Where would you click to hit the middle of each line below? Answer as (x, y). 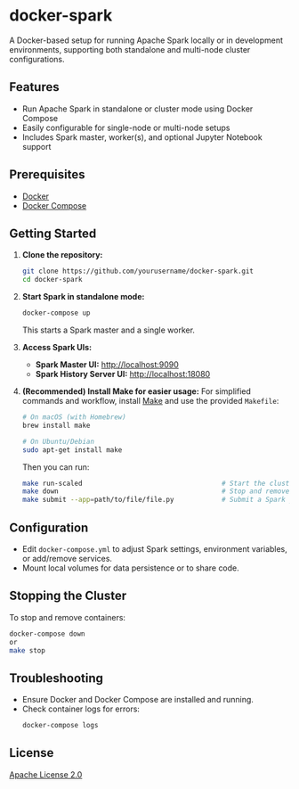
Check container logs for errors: (81, 709)
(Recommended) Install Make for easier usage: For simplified (137, 391)
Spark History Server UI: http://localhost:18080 (123, 374)
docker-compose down (48, 634)
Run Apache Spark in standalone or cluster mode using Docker (137, 109)
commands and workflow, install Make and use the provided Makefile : (150, 401)
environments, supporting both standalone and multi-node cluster (130, 49)
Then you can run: (56, 467)
